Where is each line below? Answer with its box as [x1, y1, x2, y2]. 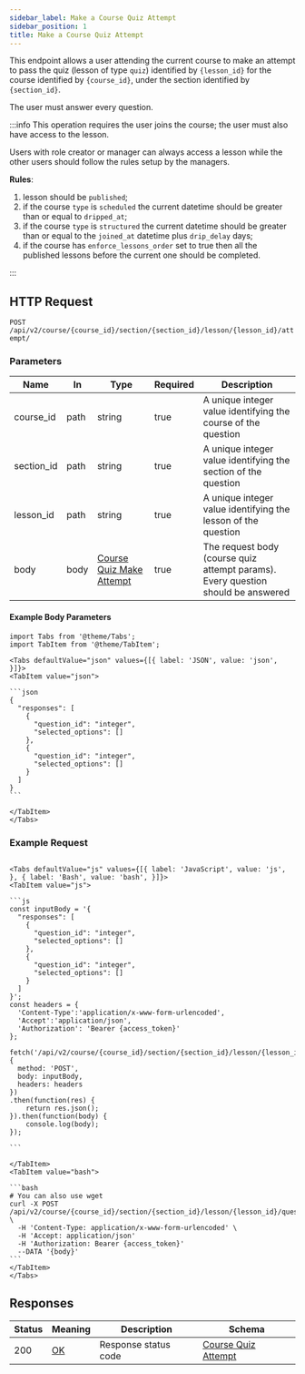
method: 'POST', [17, 1064, 79, 1073]
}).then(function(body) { [9, 1112, 107, 1121]
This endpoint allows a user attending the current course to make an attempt [9, 56, 296, 66]
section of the [202, 465, 262, 478]
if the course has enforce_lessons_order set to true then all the [22, 240, 258, 251]
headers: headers [17, 1080, 84, 1089]
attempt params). [202, 564, 277, 576]
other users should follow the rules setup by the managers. [9, 157, 230, 168]
